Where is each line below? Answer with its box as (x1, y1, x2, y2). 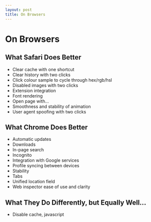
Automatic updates (12, 136, 51, 142)
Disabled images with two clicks (12, 82, 78, 88)
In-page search (12, 147, 44, 153)
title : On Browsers (5, 12, 46, 17)
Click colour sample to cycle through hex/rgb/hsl (12, 77, 112, 83)
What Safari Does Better (5, 53, 81, 62)
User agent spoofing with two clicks (12, 109, 86, 114)
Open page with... (12, 98, 49, 104)
